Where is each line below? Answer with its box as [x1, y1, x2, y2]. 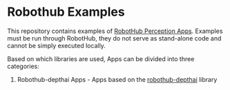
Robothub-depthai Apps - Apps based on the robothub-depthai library [17, 75, 218, 83]
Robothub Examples [7, 4, 126, 20]
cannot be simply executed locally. [7, 41, 106, 49]
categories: [7, 62, 39, 70]
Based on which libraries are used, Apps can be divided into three [7, 54, 195, 63]
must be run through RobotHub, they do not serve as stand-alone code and [7, 34, 222, 42]
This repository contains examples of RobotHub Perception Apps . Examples [7, 27, 223, 35]
